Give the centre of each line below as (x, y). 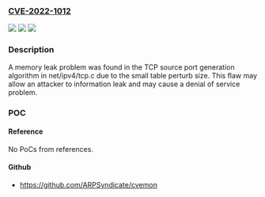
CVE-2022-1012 (40, 11)
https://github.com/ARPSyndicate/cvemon (89, 184)
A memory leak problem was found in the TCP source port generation (121, 67)
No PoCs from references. (51, 149)
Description (31, 50)
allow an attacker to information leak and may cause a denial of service (124, 84)
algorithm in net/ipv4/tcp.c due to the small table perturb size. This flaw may (133, 75)
